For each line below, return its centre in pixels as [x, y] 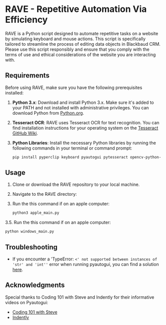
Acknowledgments [35, 285]
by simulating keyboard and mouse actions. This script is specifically [75, 39]
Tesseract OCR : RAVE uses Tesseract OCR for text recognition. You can [86, 122]
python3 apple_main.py [36, 213]
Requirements [27, 76]
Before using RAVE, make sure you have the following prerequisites [74, 87]
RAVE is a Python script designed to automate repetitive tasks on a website [82, 33]
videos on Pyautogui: [27, 302]
